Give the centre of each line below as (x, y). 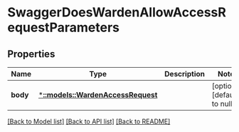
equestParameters (63, 27)
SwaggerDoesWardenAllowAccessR (117, 12)
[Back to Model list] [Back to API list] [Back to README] (89, 121)
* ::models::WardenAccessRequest (98, 95)
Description (185, 74)
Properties (31, 54)
